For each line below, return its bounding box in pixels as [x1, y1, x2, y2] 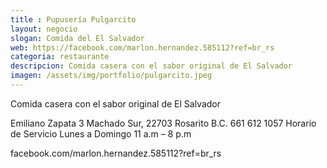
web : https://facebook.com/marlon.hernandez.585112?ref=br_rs [10, 42, 275, 53]
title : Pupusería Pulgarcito [10, 14, 137, 25]
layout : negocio [10, 24, 78, 34]
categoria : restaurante [10, 52, 110, 62]
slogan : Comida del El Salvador [10, 33, 145, 43]
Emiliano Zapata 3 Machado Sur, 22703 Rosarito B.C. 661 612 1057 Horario [10, 117, 317, 129]
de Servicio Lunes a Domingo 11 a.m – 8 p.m [10, 127, 192, 140]
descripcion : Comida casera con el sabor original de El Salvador [10, 61, 293, 71]
